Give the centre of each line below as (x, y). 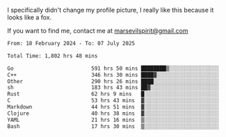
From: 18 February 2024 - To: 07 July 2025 (71, 44)
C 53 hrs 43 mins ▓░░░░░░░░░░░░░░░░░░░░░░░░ (113, 101)
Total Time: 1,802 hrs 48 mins (53, 56)
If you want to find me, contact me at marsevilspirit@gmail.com (98, 31)
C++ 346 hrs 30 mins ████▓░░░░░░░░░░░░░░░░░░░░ (113, 75)
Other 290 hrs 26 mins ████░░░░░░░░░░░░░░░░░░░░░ (113, 81)
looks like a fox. (30, 17)
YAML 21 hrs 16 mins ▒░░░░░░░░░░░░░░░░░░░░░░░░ (113, 120)
